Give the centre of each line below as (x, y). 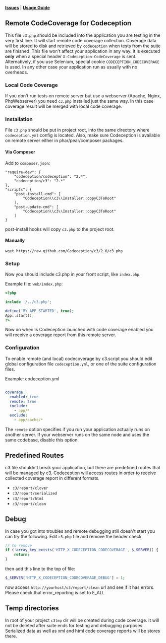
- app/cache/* (28, 420)
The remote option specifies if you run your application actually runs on (78, 429)
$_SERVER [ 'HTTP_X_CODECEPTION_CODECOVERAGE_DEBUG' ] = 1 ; (65, 578)
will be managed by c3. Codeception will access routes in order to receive (81, 473)
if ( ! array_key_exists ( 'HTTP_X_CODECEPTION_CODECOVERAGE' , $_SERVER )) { (82, 550)
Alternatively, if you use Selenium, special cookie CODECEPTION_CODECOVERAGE (82, 62)
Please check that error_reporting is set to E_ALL (55, 592)
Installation (19, 119)
